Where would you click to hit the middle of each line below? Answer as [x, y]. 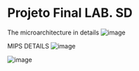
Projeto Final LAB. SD [70, 13]
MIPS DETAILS [28, 46]
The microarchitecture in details [53, 32]
